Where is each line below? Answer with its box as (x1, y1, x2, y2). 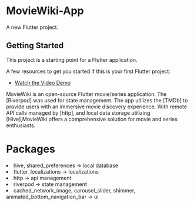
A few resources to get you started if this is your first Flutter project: (6, 68, 170, 75)
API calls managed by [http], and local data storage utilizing (6, 109, 150, 116)
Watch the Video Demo (14, 79, 71, 86)
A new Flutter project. (6, 24, 59, 31)
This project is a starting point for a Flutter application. (6, 56, 138, 63)
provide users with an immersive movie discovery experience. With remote (6, 103, 187, 110)
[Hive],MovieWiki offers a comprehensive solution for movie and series (6, 115, 178, 122)
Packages (6, 142, 56, 155)
